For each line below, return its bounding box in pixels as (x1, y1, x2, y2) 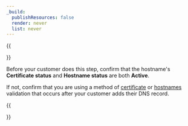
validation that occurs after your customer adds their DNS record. (6, 90, 169, 97)
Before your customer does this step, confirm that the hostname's (6, 66, 170, 73)
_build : (6, 8, 26, 15)
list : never (11, 25, 42, 32)
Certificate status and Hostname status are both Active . (6, 72, 150, 79)
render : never (11, 20, 47, 26)
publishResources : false (11, 14, 74, 20)
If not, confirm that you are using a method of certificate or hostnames (6, 84, 182, 91)
